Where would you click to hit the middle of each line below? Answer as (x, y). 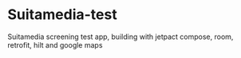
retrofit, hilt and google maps (55, 44)
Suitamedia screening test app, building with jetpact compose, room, (120, 37)
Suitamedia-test (62, 15)
